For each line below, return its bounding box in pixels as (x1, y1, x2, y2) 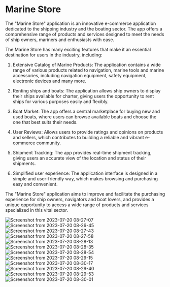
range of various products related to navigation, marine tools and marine (12, 67, 164, 73)
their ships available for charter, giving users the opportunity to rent (12, 93, 154, 99)
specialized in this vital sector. (5, 207, 69, 213)
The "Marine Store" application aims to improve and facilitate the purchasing (5, 190, 165, 197)
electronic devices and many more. (12, 78, 86, 84)
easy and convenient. (12, 181, 58, 187)
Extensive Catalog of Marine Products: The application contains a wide (12, 61, 161, 68)
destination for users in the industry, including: (5, 52, 103, 58)
